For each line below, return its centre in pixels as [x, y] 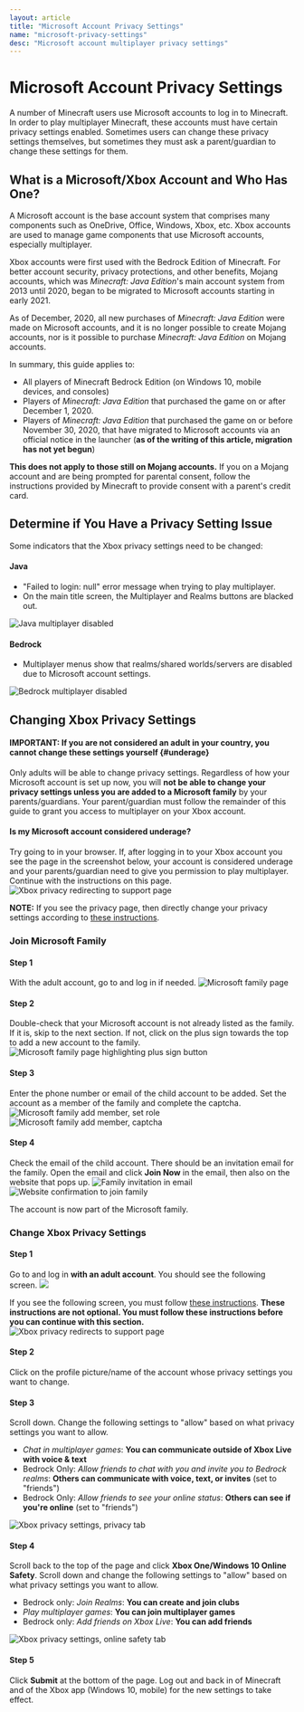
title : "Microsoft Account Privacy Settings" [96, 26]
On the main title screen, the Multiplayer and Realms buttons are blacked [158, 596]
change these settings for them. [69, 151]
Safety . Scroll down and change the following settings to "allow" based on [148, 1575]
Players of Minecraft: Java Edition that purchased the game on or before [157, 420]
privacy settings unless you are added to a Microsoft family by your [138, 792]
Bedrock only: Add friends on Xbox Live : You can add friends [137, 1622]
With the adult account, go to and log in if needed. [103, 983]
